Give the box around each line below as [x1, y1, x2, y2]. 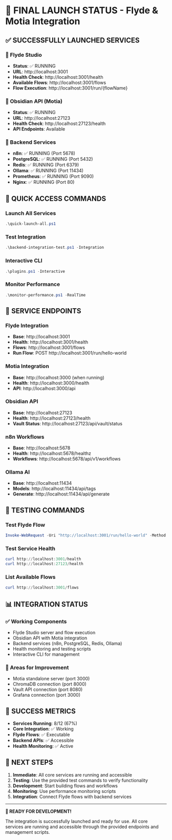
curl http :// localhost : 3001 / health [5, 556, 81, 562]
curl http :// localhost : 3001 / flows [5, 585, 79, 590]
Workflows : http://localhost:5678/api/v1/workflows [12, 456, 121, 462]
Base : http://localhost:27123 [12, 410, 73, 416]
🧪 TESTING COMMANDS [5, 506, 85, 514]
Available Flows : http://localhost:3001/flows [12, 79, 106, 85]
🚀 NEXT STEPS [5, 758, 53, 767]
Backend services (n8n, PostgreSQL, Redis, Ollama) [12, 640, 122, 647]
